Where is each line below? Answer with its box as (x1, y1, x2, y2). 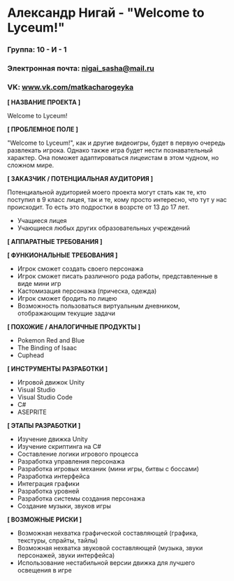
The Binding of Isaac (17, 344, 78, 352)
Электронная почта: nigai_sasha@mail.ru (7, 64, 155, 73)
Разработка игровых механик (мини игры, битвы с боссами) (17, 465, 199, 473)
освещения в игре (17, 566, 72, 575)
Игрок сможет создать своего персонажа (17, 264, 144, 273)
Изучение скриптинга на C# (17, 443, 101, 451)
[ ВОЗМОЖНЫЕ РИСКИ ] (7, 515, 82, 524)
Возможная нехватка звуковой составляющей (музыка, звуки (17, 544, 203, 552)
